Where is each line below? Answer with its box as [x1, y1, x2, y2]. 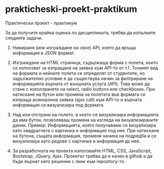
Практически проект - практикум [5, 20, 77, 26]
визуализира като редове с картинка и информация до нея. [12, 138, 140, 144]
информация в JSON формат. [12, 50, 75, 56]
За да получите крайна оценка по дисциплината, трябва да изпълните [5, 29, 156, 35]
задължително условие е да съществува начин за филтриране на [12, 75, 153, 81]
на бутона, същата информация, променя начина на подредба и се [12, 133, 156, 139]
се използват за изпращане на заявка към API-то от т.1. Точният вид [12, 65, 158, 71]
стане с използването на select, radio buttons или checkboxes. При [12, 86, 155, 92]
